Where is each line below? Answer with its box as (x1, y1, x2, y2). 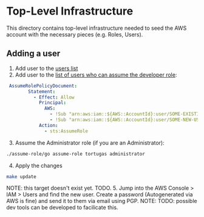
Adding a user (6, 49, 61, 59)
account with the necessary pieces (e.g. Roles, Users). (6, 30, 143, 38)
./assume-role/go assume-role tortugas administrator (6, 151, 146, 157)
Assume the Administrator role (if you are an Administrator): (15, 139, 165, 146)
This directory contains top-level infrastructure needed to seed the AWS (6, 24, 187, 32)
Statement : (28, 88, 56, 95)
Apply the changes (15, 162, 63, 169)
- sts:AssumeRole (44, 128, 88, 134)
